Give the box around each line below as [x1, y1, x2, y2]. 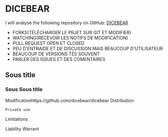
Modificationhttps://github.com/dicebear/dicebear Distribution [5, 97, 134, 103]
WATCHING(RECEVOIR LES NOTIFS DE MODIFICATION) [12, 35, 128, 41]
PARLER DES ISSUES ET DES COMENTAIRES [12, 56, 106, 62]
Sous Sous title [5, 86, 43, 93]
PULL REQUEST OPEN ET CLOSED [12, 40, 85, 46]
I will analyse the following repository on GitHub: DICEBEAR [5, 20, 128, 26]
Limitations [5, 116, 28, 122]
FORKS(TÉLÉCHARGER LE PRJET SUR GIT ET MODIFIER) [12, 29, 132, 35]
